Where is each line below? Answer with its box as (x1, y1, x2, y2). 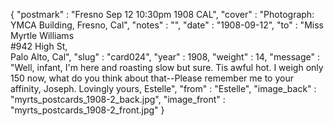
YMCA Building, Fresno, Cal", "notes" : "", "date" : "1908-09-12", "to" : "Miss (10, 19, 324, 31)
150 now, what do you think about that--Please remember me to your (10, 72, 294, 84)
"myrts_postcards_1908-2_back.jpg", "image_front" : (10, 94, 226, 105)
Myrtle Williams (10, 30, 75, 41)
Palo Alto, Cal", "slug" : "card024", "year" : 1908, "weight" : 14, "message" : (10, 51, 320, 63)
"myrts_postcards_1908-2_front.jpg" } (10, 104, 165, 116)
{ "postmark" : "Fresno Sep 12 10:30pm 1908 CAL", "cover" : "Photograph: (10, 9, 315, 20)
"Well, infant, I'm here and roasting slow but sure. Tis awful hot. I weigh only (10, 62, 324, 73)
